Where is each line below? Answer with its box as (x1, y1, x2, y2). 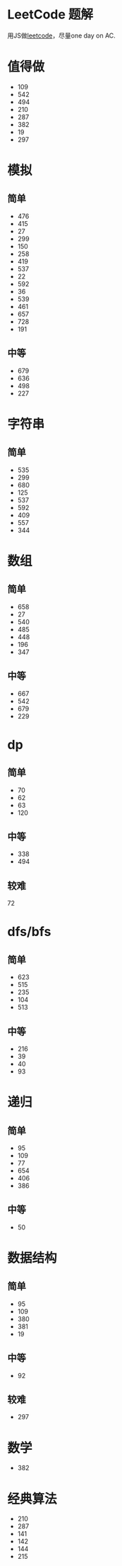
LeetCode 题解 (7, 6, 94, 23)
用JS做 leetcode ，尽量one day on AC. (7, 31, 116, 40)
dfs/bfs (7, 924, 51, 940)
